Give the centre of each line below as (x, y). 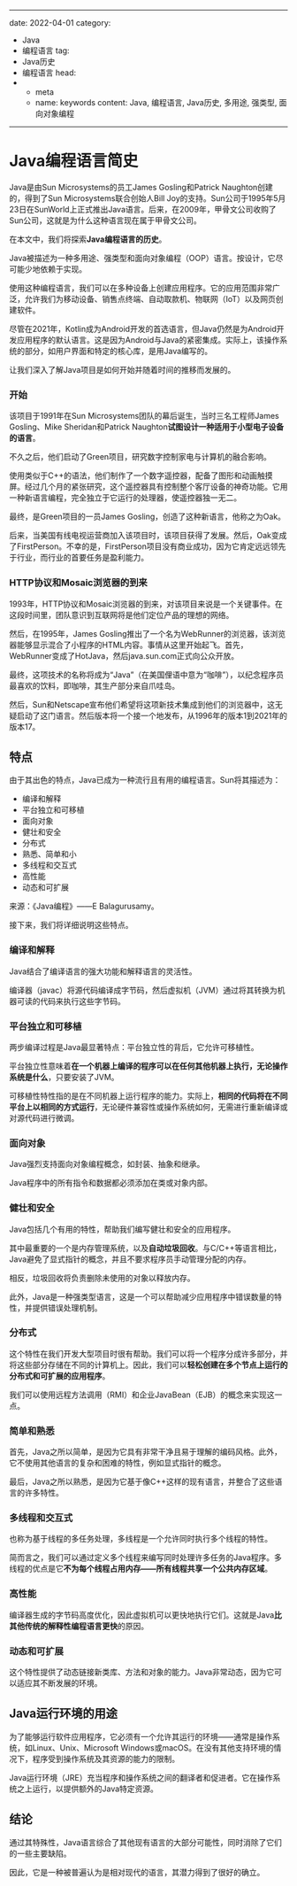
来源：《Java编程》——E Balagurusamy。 (84, 906)
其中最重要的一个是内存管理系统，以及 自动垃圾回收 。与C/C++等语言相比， (145, 1248)
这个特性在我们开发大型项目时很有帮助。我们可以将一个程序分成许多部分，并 (148, 1353)
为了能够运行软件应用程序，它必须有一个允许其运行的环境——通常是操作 (141, 1736)
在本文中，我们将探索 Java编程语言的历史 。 (88, 239)
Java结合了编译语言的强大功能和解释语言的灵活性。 (103, 971)
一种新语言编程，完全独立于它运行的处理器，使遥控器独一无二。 (125, 498)
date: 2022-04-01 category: (60, 23)
